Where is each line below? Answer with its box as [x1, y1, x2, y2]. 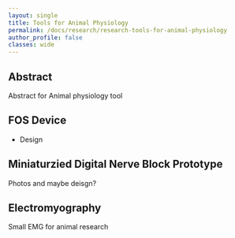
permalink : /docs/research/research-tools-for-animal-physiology [8, 26, 227, 34]
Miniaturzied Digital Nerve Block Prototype [8, 158, 223, 171]
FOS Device [8, 113, 67, 127]
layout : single [8, 11, 58, 20]
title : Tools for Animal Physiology [8, 19, 129, 27]
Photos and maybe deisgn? [8, 178, 97, 188]
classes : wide [8, 41, 55, 49]
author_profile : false [8, 33, 83, 42]
